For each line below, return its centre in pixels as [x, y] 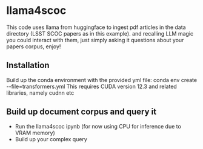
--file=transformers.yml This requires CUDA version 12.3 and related [92, 86]
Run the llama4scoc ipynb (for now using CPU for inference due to [98, 126]
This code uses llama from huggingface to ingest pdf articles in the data [96, 27]
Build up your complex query [51, 139]
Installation [28, 65]
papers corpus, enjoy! [34, 46]
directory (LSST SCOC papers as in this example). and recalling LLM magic [100, 33]
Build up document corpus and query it [81, 112]
